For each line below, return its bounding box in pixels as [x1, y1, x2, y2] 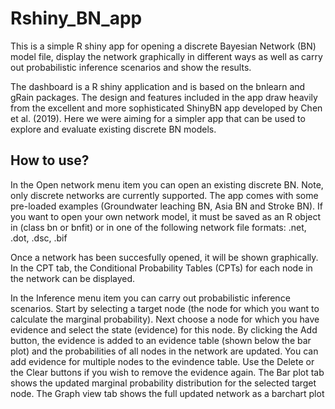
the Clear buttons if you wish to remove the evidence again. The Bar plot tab [10, 366, 325, 378]
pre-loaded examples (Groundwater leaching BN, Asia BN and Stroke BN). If [10, 200, 323, 212]
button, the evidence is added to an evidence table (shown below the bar [10, 334, 312, 346]
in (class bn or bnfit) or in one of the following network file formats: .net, [10, 221, 307, 233]
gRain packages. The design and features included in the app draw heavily [10, 91, 318, 103]
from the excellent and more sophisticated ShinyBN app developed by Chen [10, 102, 323, 114]
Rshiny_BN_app [10, 7, 143, 30]
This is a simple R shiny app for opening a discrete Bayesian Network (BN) [10, 40, 317, 52]
